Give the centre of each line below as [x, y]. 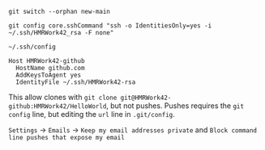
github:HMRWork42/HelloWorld [58, 106]
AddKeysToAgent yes [49, 75]
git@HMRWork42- [146, 98]
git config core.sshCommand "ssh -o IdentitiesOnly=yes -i [110, 26]
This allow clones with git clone [63, 97]
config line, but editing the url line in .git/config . [92, 114]
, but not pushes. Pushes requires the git [175, 106]
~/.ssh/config [32, 47]
